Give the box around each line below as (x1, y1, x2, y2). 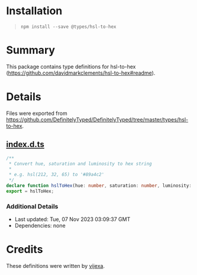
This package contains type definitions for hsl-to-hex (6, 63, 136, 70)
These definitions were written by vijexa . (6, 262, 105, 269)
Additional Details (6, 202, 59, 210)
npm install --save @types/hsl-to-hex (20, 24, 117, 30)
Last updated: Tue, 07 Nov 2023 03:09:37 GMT (14, 216, 131, 223)
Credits (6, 243, 43, 256)
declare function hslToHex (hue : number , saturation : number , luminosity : (6, 183, 192, 188)
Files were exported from (6, 110, 67, 117)
